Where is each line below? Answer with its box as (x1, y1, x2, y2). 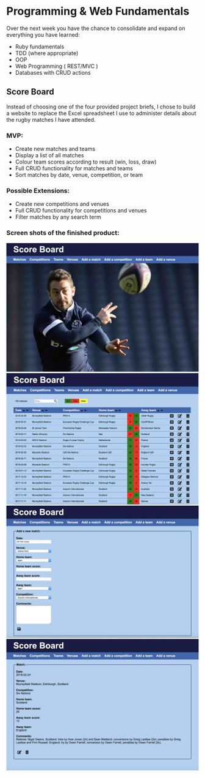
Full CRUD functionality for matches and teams (15, 165, 133, 172)
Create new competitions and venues (15, 200, 110, 208)
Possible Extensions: (6, 186, 70, 195)
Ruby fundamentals (15, 43, 65, 50)
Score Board (6, 87, 54, 97)
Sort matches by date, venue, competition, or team (15, 171, 143, 179)
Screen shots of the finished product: (6, 228, 120, 237)
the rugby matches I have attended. (6, 116, 96, 123)
